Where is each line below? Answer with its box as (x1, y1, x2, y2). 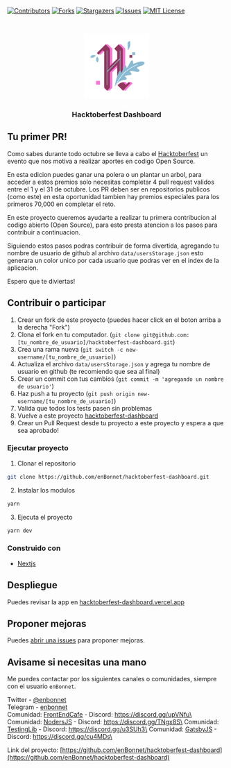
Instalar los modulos (17, 486, 75, 494)
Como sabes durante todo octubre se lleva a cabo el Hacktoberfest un (7, 149, 208, 157)
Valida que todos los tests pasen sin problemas (17, 404, 153, 412)
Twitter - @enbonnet (7, 696, 67, 704)
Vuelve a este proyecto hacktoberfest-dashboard (17, 411, 158, 420)
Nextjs (17, 559, 36, 568)
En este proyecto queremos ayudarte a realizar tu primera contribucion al (7, 213, 216, 221)
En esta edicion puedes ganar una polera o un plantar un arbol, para (7, 170, 203, 178)
